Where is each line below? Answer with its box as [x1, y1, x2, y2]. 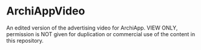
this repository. [6, 37, 44, 44]
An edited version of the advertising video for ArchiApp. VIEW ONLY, [6, 24, 178, 31]
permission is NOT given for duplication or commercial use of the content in [6, 30, 196, 37]
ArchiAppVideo [6, 4, 85, 18]
